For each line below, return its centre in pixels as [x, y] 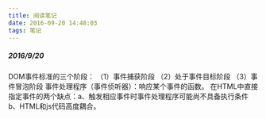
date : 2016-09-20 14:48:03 [53, 23]
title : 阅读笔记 [33, 15]
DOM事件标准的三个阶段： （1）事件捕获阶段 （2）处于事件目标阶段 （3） [130, 77]
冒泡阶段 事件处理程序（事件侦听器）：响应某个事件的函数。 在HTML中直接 [136, 86]
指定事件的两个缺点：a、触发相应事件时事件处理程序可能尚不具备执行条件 [128, 97]
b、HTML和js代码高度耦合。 [54, 106]
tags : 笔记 [25, 30]
